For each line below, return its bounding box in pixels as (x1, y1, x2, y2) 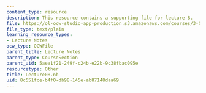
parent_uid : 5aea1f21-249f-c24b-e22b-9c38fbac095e (6, 60, 139, 66)
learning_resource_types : (6, 32, 72, 38)
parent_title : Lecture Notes (6, 49, 81, 55)
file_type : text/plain (6, 26, 64, 32)
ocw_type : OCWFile (6, 43, 53, 50)
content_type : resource (6, 9, 67, 15)
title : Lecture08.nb (6, 72, 59, 78)
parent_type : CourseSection (6, 54, 78, 61)
